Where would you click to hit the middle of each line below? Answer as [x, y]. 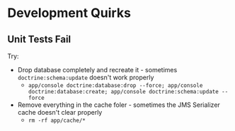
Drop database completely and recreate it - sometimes [97, 70]
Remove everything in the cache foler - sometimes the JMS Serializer [119, 105]
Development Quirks [69, 13]
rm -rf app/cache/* [57, 120]
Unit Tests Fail [39, 39]
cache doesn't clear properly [60, 112]
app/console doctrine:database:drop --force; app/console [115, 86]
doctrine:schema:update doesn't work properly [86, 77]
